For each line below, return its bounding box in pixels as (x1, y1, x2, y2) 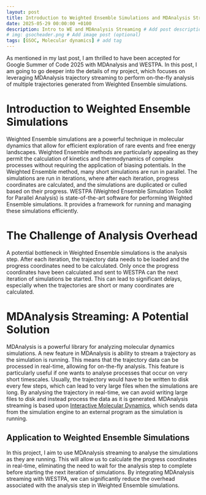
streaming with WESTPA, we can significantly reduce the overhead (6, 475, 175, 482)
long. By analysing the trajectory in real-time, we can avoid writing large (6, 388, 188, 396)
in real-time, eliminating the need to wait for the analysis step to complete (6, 462, 192, 469)
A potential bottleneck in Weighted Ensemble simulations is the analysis (6, 249, 187, 256)
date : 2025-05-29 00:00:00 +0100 (6, 20, 92, 26)
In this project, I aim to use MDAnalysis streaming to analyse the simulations (6, 449, 198, 456)
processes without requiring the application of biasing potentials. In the (6, 161, 186, 169)
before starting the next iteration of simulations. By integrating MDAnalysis (6, 468, 194, 476)
